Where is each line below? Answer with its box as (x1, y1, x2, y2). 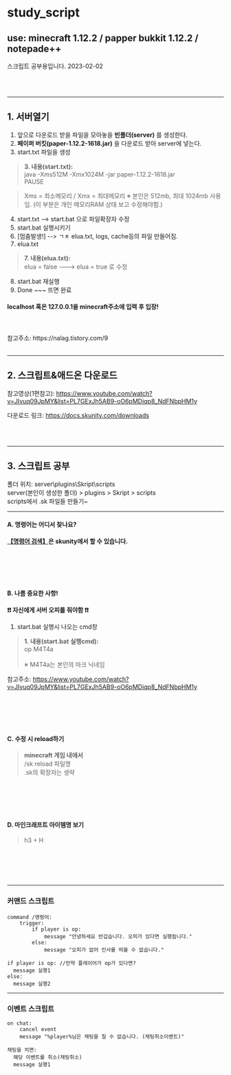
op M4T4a (23, 645, 54, 654)
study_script (7, 5, 80, 21)
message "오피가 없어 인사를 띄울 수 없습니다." (43, 946, 164, 953)
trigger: (19, 920, 45, 927)
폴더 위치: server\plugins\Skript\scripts (7, 480, 115, 488)
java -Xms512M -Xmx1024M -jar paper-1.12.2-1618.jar (23, 170, 175, 178)
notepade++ (7, 43, 62, 54)
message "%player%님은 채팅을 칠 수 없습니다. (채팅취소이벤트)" (19, 1033, 184, 1041)
